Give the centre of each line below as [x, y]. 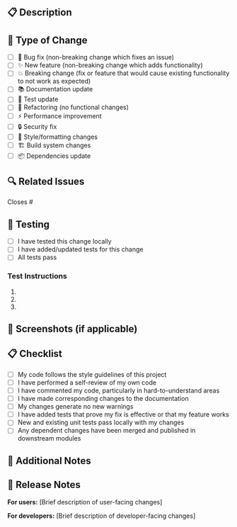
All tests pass [37, 257]
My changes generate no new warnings [75, 407]
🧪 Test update [38, 99]
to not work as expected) [54, 81]
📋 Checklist [35, 354]
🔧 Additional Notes [49, 461]
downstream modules [49, 438]
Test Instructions [37, 276]
